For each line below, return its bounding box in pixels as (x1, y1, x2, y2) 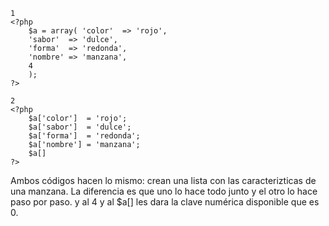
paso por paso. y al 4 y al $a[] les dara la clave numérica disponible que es (10, 196, 320, 208)
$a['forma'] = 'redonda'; (28, 131, 141, 141)
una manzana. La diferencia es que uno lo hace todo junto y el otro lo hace (10, 185, 318, 197)
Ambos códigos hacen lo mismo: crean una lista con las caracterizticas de (10, 175, 317, 186)
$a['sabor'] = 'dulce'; (28, 122, 132, 132)
